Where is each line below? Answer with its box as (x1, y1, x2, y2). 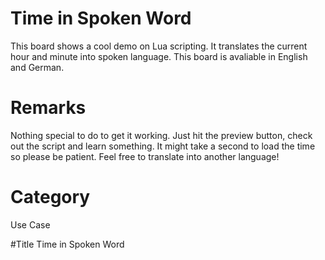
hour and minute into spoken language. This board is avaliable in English (10, 50, 308, 62)
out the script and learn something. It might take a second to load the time (10, 140, 316, 152)
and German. (10, 61, 65, 73)
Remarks (10, 97, 87, 119)
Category (10, 186, 91, 209)
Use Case (10, 218, 51, 231)
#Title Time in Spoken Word (10, 238, 125, 250)
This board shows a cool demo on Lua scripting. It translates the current (10, 40, 308, 52)
